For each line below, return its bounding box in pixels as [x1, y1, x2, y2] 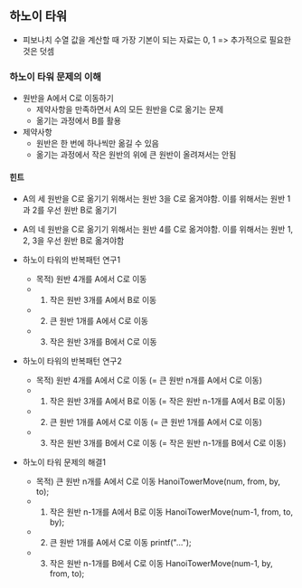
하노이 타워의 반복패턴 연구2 [22, 356, 122, 366]
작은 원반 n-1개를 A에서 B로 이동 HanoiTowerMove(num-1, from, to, [49, 507, 294, 517]
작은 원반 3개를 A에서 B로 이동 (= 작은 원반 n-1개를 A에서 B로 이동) [49, 396, 287, 407]
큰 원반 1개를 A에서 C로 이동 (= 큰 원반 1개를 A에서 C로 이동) [49, 417, 262, 428]
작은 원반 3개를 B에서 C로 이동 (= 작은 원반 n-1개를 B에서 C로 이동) [49, 438, 287, 449]
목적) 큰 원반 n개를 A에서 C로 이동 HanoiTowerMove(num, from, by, [35, 476, 281, 487]
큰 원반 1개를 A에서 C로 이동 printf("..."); [49, 537, 192, 548]
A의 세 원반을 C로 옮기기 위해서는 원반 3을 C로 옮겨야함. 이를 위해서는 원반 [22, 194, 286, 204]
